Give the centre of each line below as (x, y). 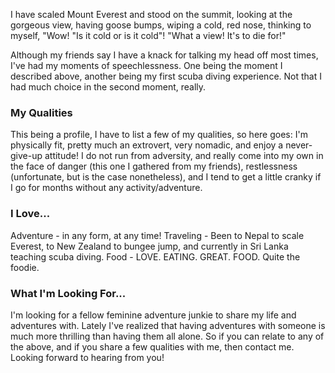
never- (299, 145)
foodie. (25, 267)
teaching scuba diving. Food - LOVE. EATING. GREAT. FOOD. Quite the (155, 256)
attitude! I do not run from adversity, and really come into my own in (184, 156)
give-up (26, 156)
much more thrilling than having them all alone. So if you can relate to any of (167, 336)
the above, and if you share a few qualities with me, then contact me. (152, 346)
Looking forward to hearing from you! (87, 357)
